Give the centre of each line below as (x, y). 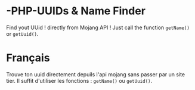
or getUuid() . (22, 33)
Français (28, 58)
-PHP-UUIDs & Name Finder (76, 11)
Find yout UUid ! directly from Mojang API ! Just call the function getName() (98, 27)
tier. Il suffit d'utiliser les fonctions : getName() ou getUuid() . (79, 80)
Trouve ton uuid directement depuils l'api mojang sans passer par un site (96, 74)
